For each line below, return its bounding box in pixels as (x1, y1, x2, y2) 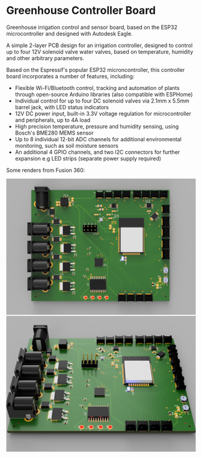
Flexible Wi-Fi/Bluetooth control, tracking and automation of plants (14, 84, 180, 91)
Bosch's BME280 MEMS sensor (14, 129, 94, 136)
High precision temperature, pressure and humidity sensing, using (14, 122, 179, 130)
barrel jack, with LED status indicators (14, 103, 109, 110)
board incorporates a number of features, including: (6, 72, 135, 80)
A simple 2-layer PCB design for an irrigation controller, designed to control (6, 42, 193, 49)
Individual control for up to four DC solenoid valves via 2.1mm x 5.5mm (14, 97, 189, 104)
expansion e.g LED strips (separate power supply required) (14, 154, 161, 162)
